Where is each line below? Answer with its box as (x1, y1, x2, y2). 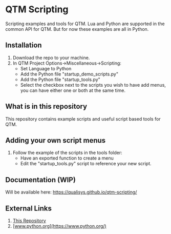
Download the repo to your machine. (12, 54, 90, 61)
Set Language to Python (20, 65, 72, 71)
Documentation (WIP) (5, 175, 76, 184)
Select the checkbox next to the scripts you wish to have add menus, (20, 82, 166, 88)
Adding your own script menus (5, 136, 106, 145)
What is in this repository (5, 102, 88, 111)
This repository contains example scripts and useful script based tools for (5, 115, 161, 122)
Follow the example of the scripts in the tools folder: (12, 150, 122, 156)
